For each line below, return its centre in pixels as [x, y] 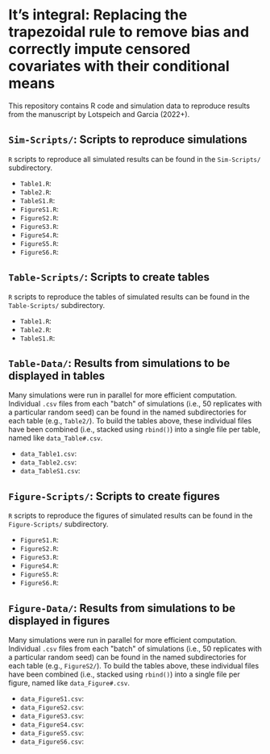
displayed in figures [59, 621]
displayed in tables [57, 375]
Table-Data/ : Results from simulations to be [119, 363]
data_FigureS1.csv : [52, 698]
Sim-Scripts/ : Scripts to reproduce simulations [128, 140]
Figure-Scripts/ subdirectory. [58, 524]
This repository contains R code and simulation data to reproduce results [129, 106]
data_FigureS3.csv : [52, 716]
